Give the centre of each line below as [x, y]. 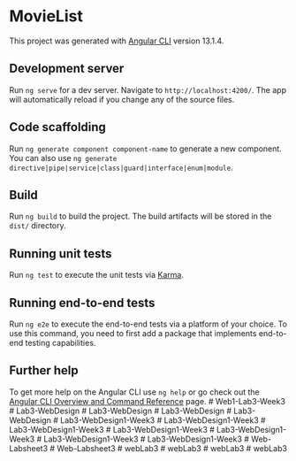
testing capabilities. [61, 343]
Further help [44, 370]
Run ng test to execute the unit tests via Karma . [96, 275]
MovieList [46, 16]
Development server [67, 69]
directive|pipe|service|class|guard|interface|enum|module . [121, 167]
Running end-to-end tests [82, 303]
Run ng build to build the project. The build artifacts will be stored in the [140, 216]
